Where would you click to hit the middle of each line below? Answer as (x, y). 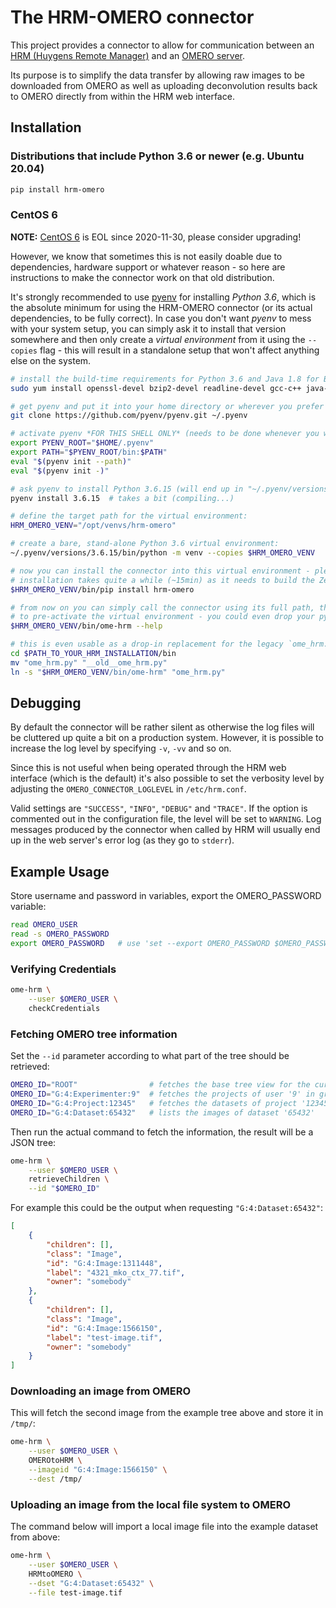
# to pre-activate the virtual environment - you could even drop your (162, 617)
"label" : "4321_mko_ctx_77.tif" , (116, 1272)
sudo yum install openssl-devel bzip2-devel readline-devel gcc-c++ (156, 388)
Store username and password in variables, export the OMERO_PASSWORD (166, 896)
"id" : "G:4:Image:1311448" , (104, 1263)
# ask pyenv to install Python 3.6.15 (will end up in (127, 489)
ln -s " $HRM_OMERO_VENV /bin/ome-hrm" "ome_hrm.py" (118, 672)
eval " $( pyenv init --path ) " (71, 461)
